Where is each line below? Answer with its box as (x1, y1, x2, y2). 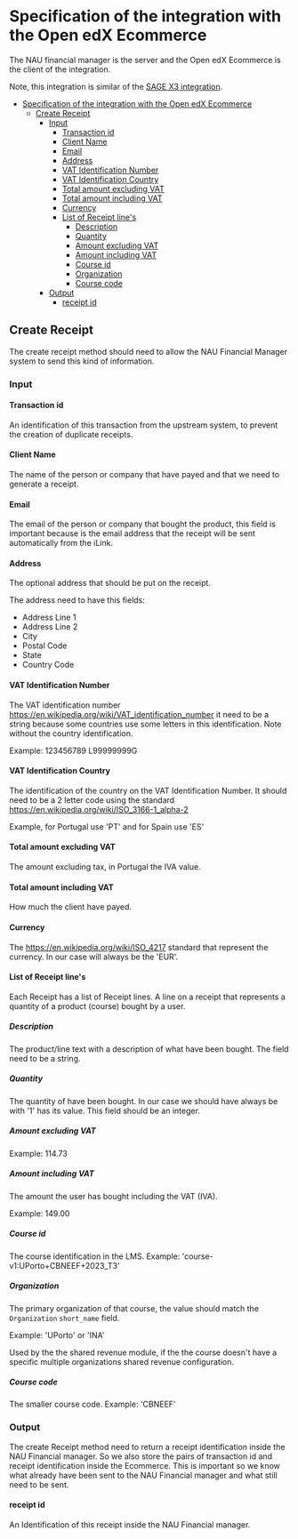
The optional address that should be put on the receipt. (9, 578, 212, 589)
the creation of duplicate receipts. (9, 429, 133, 439)
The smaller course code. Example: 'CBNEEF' (9, 1399, 176, 1410)
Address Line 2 (21, 621, 78, 632)
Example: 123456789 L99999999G (9, 745, 138, 756)
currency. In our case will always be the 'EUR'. (9, 951, 179, 962)
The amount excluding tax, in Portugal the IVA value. (9, 862, 202, 872)
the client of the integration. (9, 64, 111, 75)
